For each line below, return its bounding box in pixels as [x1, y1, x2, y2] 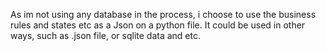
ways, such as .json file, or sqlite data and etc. [10, 30, 201, 41]
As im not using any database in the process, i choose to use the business [10, 9, 317, 20]
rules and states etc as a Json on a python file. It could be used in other [10, 19, 306, 31]
